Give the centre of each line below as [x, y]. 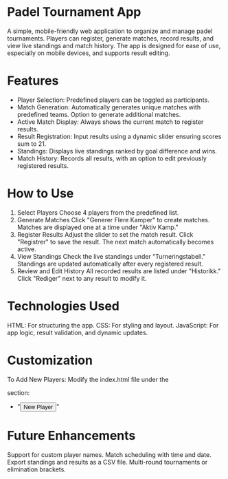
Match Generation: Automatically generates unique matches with [109, 107]
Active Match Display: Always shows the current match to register [110, 122]
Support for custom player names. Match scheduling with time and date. [109, 454]
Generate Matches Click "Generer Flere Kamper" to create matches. [113, 220]
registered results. [43, 165]
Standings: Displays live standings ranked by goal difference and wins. [117, 151]
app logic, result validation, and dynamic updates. [78, 332]
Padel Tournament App [74, 12]
